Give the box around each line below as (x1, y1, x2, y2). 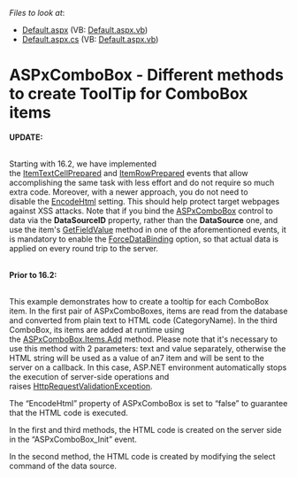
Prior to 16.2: (9, 269, 57, 280)
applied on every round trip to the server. (9, 243, 159, 253)
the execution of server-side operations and (9, 371, 170, 382)
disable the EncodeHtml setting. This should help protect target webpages (9, 196, 280, 206)
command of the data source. (9, 460, 118, 471)
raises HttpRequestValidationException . (9, 381, 153, 391)
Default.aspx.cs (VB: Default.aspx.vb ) (21, 35, 159, 44)
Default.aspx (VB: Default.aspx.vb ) (21, 25, 148, 35)
